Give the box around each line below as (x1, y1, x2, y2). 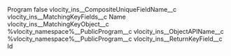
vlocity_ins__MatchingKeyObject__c (7, 20, 110, 28)
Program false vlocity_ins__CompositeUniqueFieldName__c (7, 6, 177, 13)
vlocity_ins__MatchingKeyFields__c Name (7, 12, 126, 21)
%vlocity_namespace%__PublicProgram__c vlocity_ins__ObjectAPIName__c (7, 28, 224, 35)
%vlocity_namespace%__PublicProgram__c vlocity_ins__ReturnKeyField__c (7, 35, 223, 43)
